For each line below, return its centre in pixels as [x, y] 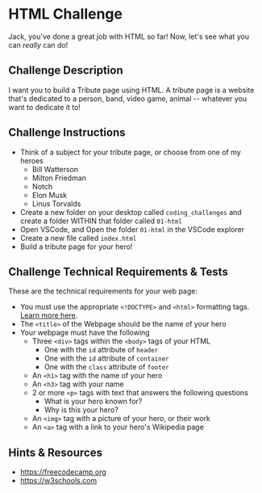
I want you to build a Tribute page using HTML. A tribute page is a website [131, 90]
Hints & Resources [56, 452]
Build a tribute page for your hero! [76, 247]
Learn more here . [49, 315]
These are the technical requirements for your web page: [103, 291]
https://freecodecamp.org [63, 472]
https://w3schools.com [58, 481]
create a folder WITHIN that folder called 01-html [101, 221]
